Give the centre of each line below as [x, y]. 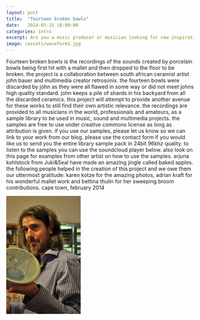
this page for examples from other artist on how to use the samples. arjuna [98, 156]
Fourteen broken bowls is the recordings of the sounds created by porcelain [99, 61]
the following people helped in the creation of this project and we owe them [99, 169]
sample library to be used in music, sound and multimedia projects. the [93, 118]
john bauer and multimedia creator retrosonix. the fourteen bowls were [93, 80]
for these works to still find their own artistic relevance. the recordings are [97, 106]
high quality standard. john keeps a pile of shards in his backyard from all [96, 93]
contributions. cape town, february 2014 [56, 188]
